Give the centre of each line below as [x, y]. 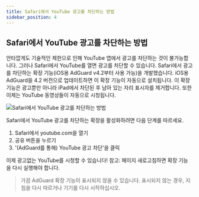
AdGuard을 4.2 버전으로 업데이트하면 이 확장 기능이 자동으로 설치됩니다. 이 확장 [98, 80]
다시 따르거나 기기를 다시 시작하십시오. [76, 188]
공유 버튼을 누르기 [35, 141]
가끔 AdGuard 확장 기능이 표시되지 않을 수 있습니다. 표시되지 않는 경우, [102, 180]
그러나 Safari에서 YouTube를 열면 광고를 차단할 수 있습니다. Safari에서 [100, 65]
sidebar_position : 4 [32, 17]
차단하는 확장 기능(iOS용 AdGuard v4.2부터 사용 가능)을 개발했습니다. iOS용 [100, 73]
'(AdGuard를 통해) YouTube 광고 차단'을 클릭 [67, 148]
